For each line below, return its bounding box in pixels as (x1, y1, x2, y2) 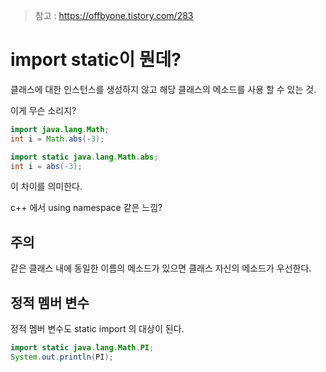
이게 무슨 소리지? (10, 104, 77, 116)
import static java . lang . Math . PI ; (10, 343, 155, 353)
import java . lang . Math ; (10, 124, 110, 134)
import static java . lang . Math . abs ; (10, 152, 159, 162)
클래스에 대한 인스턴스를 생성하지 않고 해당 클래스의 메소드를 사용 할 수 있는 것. (10, 83, 317, 95)
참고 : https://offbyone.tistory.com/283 (34, 10, 194, 21)
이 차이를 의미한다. (10, 180, 83, 193)
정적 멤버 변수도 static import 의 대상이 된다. (10, 323, 185, 335)
